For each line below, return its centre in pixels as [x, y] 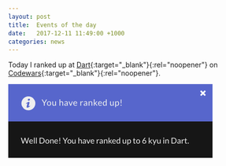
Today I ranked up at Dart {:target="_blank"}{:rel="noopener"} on [113, 65]
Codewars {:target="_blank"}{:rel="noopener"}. [85, 73]
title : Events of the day [52, 25]
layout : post [30, 17]
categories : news [37, 42]
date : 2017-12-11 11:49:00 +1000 [67, 33]
